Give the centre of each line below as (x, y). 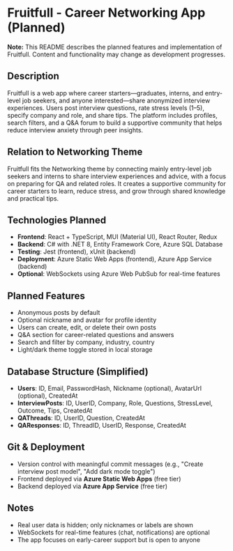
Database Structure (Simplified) (78, 372)
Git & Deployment (46, 447)
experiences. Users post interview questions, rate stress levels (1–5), (106, 108)
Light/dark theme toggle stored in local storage (85, 350)
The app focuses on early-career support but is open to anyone (109, 540)
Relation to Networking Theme (75, 152)
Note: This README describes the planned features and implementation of (115, 47)
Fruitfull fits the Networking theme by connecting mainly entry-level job (110, 169)
